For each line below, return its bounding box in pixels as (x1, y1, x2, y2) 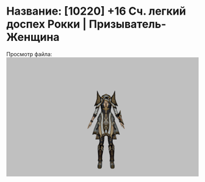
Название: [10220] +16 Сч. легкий (6, 4, 186, 18)
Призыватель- (88, 17, 167, 31)
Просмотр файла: (6, 50, 52, 57)
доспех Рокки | (6, 17, 87, 31)
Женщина (6, 31, 60, 44)
